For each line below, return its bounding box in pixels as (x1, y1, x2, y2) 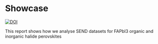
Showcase (5, 3, 49, 14)
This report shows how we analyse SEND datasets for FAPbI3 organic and (5, 28, 154, 34)
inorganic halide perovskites (5, 33, 62, 39)
